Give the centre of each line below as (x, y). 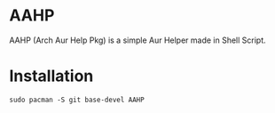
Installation (51, 76)
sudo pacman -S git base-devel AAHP (77, 100)
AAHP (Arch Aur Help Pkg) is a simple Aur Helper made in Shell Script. (137, 40)
